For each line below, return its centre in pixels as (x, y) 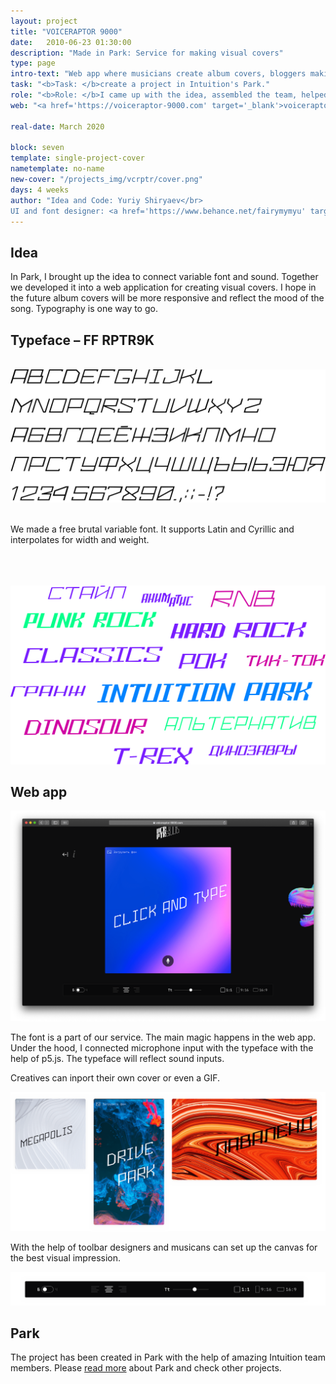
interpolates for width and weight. (80, 539)
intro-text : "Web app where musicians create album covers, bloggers (158, 74)
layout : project (44, 21)
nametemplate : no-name (57, 169)
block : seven (37, 148)
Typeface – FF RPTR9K (82, 340)
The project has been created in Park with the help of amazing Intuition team (168, 1357)
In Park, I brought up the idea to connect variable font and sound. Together (164, 277)
